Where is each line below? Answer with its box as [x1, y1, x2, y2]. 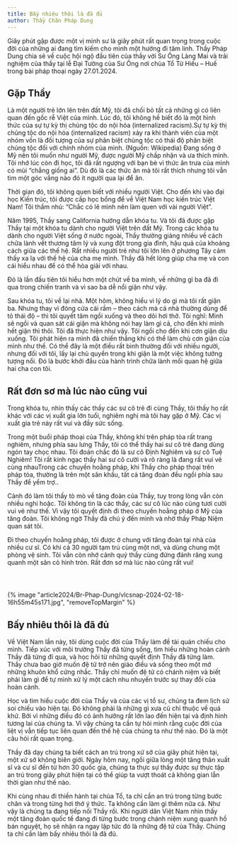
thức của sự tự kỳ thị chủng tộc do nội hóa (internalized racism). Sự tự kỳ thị [7, 121, 227, 130]
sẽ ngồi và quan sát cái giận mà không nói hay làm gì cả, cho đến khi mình [7, 319, 224, 328]
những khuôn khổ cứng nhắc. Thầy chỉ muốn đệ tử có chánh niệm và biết [7, 668, 221, 676]
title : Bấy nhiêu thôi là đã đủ [7, 10, 103, 18]
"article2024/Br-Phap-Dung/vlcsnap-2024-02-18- [37, 590, 184, 600]
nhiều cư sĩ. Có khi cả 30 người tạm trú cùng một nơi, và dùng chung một [7, 543, 221, 552]
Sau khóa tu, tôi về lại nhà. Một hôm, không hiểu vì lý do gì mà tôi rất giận [7, 297, 221, 305]
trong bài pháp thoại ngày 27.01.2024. [7, 67, 118, 75]
